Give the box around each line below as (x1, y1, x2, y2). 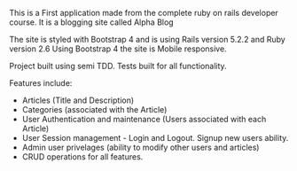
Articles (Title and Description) (21, 95, 135, 105)
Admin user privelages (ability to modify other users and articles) (21, 142, 260, 152)
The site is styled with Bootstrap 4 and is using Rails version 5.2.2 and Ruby (9, 35, 285, 44)
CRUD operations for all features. (21, 152, 144, 162)
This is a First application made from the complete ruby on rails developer (9, 8, 279, 18)
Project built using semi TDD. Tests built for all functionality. (9, 61, 228, 71)
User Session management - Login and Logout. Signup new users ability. (21, 133, 289, 143)
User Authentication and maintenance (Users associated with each (21, 114, 267, 124)
